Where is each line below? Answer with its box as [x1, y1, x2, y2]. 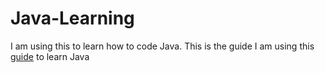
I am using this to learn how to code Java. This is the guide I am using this [10, 40, 315, 52]
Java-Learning [10, 7, 135, 30]
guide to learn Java [10, 50, 90, 62]
